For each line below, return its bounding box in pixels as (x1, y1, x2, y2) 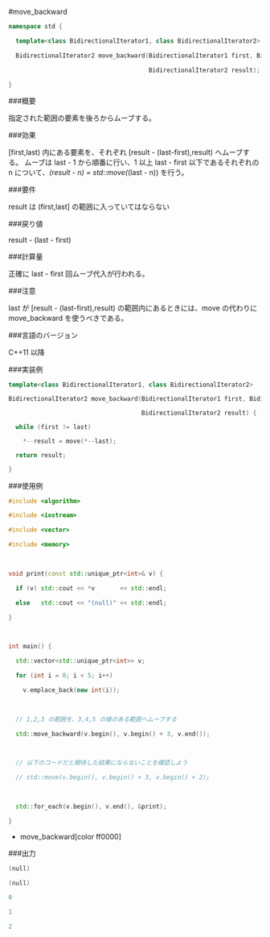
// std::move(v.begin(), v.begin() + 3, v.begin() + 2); (15, 773, 211, 781)
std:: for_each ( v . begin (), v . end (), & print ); (15, 802, 167, 810)
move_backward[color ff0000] (19, 831, 122, 841)
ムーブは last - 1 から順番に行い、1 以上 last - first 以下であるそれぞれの (23, 157, 260, 168)
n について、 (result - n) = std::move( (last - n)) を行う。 (8, 168, 189, 177)
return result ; (15, 451, 67, 459)
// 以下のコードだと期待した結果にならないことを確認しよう (15, 759, 188, 767)
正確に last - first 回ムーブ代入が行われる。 (8, 269, 149, 279)
